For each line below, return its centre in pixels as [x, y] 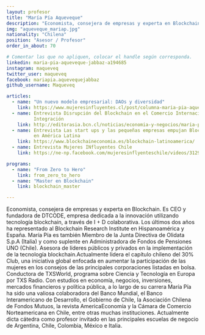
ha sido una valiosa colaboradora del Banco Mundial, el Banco [85, 294]
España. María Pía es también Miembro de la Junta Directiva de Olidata [95, 235]
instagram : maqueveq [33, 68]
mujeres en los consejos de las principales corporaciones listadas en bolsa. [101, 267]
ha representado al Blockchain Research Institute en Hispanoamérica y [95, 228]
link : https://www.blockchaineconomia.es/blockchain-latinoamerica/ [106, 142]
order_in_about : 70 [31, 46]
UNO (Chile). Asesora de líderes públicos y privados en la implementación [99, 248]
